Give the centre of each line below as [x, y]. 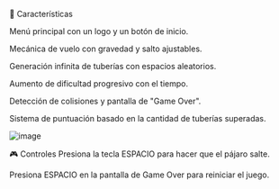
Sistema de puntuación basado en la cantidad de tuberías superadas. [138, 118]
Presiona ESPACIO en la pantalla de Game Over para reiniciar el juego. [139, 175]
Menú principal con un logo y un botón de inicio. [99, 31]
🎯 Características [41, 14]
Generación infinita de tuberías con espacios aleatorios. [113, 66]
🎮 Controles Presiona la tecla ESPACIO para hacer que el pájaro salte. [139, 154]
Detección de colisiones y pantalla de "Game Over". [105, 101]
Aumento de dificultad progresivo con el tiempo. [99, 84]
